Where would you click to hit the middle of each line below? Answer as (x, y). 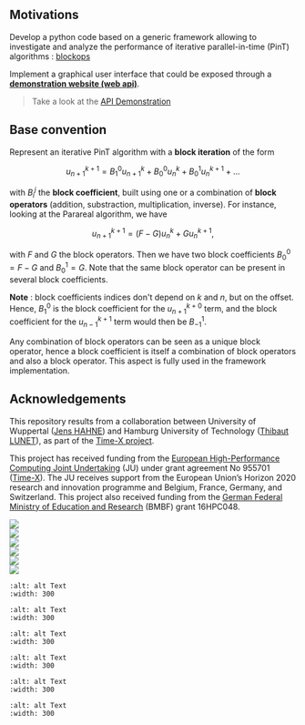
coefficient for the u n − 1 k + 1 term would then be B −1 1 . (108, 322)
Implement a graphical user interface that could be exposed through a (141, 74)
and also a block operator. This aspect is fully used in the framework (138, 361)
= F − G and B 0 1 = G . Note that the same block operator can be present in (147, 268)
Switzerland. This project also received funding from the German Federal (146, 496)
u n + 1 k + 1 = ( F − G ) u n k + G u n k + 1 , (153, 233)
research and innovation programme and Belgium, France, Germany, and (146, 487)
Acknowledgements (68, 399)
